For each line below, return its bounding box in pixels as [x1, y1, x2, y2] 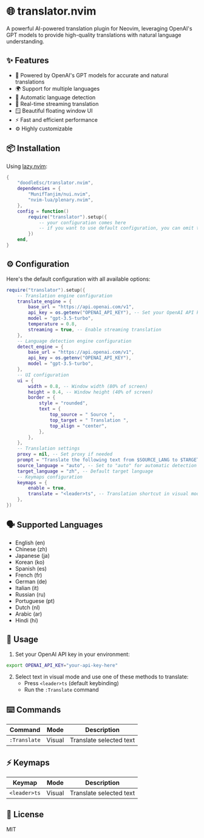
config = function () [17, 208, 69, 214]
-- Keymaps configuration [17, 474, 83, 480]
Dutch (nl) [15, 604, 41, 611]
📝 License [6, 809, 44, 820]
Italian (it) [15, 584, 39, 591]
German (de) [15, 577, 47, 585]
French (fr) [15, 571, 42, 579]
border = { [28, 395, 56, 401]
